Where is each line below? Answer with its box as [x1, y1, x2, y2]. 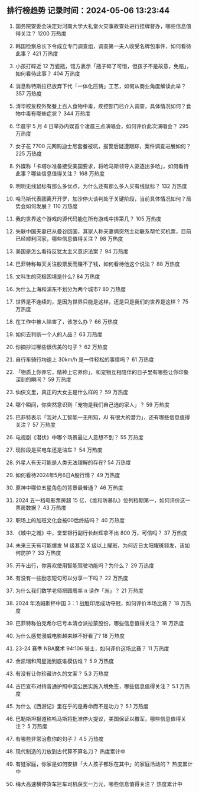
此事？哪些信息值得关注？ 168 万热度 [15, 170, 105, 177]
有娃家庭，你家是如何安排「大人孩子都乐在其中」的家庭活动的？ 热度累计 [15, 760, 193, 768]
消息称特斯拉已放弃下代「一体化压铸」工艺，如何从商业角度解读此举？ [15, 82, 187, 89]
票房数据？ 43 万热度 [15, 504, 67, 511]
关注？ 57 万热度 [15, 421, 56, 428]
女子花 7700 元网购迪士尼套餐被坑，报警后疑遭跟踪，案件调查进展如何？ [15, 142, 191, 149]
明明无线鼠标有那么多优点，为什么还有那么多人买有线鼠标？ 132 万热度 [15, 183, 188, 190]
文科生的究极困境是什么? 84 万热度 [15, 273, 100, 280]
